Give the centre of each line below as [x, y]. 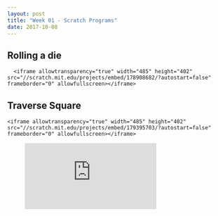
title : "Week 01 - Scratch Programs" [62, 20]
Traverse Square [45, 105]
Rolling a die [34, 55]
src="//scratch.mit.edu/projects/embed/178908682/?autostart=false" [109, 78]
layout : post [26, 14]
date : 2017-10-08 [33, 27]
